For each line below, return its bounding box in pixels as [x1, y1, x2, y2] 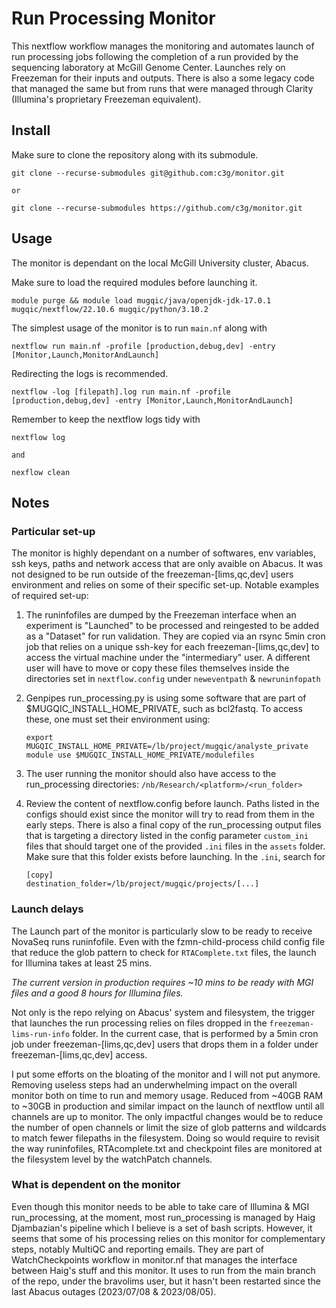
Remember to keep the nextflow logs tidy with [11, 413, 201, 425]
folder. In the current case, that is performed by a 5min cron [72, 1027, 319, 1039]
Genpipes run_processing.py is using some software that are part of [25, 692, 307, 704]
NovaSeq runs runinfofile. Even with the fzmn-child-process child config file [11, 935, 326, 947]
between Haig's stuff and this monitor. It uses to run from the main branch [11, 1264, 316, 1276]
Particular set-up [11, 524, 96, 538]
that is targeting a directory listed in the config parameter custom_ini [25, 830, 309, 842]
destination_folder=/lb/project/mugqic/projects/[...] [25, 879, 260, 889]
